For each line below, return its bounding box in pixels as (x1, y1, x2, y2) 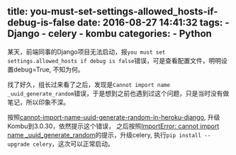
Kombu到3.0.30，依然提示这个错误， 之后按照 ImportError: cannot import (7, 122, 220, 130)
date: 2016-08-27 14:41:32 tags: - (77, 17, 230, 29)
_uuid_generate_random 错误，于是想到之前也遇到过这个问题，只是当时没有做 (7, 88, 230, 98)
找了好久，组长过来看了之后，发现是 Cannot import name (7, 80, 170, 88)
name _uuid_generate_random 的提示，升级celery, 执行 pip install (7, 130, 202, 139)
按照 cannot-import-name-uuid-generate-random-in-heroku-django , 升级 (7, 113, 220, 121)
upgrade (7, 141, 30, 148)
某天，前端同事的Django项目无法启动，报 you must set (7, 47, 166, 56)
